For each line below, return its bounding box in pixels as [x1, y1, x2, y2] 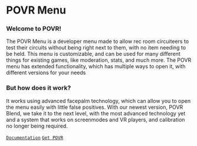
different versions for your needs [6, 69, 86, 77]
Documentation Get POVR [6, 135, 64, 141]
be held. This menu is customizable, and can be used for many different [6, 51, 181, 58]
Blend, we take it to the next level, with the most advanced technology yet [6, 109, 186, 117]
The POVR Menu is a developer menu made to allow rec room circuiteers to [6, 38, 189, 45]
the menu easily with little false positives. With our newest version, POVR [6, 104, 183, 111]
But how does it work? [6, 84, 71, 92]
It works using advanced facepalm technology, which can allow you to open [6, 97, 191, 104]
